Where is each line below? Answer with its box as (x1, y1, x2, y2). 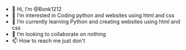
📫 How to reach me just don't (11, 37, 85, 44)
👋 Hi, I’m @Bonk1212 (11, 6, 62, 12)
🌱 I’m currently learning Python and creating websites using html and (11, 18, 181, 25)
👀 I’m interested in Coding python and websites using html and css (11, 12, 175, 19)
